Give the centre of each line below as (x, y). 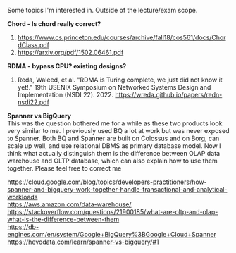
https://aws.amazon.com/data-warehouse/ (69, 204)
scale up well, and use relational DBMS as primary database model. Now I (114, 146)
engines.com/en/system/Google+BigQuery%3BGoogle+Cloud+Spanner (112, 234)
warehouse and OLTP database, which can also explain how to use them (112, 161)
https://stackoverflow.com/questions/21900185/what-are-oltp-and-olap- (113, 212)
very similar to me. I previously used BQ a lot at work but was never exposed (118, 131)
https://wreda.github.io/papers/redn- (169, 95)
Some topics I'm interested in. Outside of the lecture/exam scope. (103, 10)
